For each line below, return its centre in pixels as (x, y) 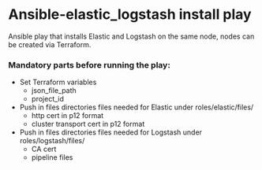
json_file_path (54, 91)
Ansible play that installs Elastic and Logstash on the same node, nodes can (131, 36)
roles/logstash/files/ (52, 141)
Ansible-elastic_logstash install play (130, 15)
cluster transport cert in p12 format (88, 124)
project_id (48, 99)
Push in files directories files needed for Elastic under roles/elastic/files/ (137, 107)
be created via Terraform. (50, 44)
